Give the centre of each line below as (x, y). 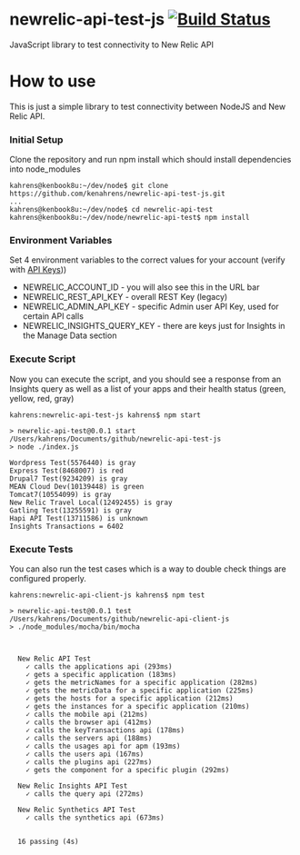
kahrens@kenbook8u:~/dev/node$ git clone (89, 186)
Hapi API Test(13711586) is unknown (79, 518)
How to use (53, 81)
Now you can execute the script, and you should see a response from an (145, 379)
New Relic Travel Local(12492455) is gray (91, 502)
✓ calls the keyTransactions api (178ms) (105, 731)
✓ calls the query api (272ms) (85, 794)
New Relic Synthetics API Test (77, 810)
